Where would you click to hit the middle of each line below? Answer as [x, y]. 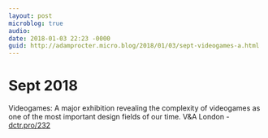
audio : [19, 31]
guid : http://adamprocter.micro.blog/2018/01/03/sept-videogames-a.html [134, 46]
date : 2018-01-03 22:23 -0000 [60, 38]
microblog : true [36, 23]
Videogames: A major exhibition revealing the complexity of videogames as [134, 108]
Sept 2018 [43, 86]
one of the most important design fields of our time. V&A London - [119, 117]
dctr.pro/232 [30, 125]
